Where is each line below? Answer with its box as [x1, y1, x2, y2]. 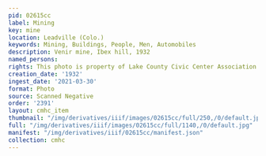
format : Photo [8, 84, 55, 93]
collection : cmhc [8, 136, 66, 144]
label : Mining [8, 19, 55, 27]
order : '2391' [8, 99, 55, 107]
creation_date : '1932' [8, 70, 83, 78]
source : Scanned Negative [8, 92, 93, 100]
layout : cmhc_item [8, 107, 69, 115]
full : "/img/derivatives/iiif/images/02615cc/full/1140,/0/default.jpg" [8, 121, 253, 129]
